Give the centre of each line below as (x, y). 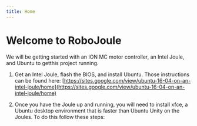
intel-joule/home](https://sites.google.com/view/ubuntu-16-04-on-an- (100, 87)
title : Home (21, 11)
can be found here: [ (39, 80)
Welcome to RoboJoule (64, 40)
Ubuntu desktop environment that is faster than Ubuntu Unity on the (97, 110)
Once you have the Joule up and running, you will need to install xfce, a (101, 104)
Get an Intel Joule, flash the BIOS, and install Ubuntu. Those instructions (102, 74)
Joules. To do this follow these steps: (60, 117)
